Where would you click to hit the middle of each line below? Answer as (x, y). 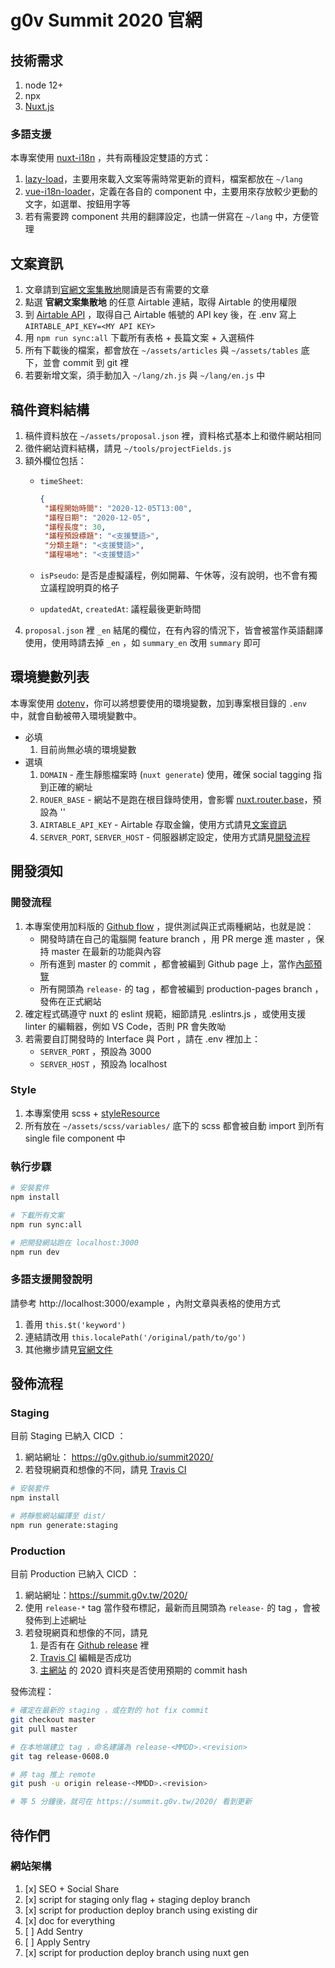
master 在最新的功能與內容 (106, 951)
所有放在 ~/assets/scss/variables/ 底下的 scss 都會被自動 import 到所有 (174, 1125)
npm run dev (35, 1252)
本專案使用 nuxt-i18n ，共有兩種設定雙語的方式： (111, 158)
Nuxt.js (39, 106)
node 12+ (44, 85)
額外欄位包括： (55, 460)
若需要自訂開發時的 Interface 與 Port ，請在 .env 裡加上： (142, 1038)
